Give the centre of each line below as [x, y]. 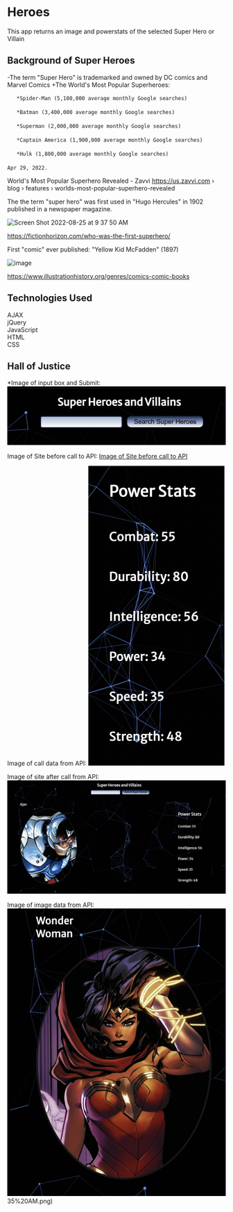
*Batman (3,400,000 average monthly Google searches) [96, 112]
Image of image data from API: [51, 905]
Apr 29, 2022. [28, 167]
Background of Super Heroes [71, 61]
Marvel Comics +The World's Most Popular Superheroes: [89, 85]
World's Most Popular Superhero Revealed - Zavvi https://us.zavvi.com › [111, 181]
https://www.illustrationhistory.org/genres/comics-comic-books [98, 276]
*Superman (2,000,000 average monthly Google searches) [99, 126]
